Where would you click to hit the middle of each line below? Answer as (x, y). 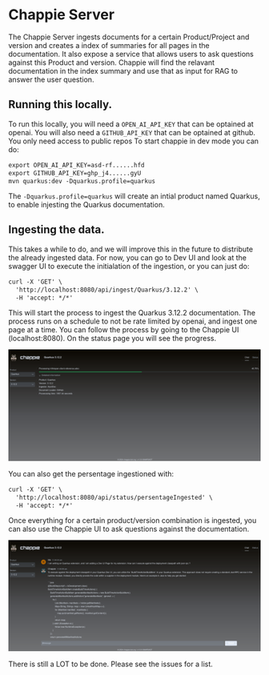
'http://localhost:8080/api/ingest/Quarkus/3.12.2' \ (107, 290)
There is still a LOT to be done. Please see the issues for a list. (111, 664)
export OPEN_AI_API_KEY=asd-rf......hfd (77, 165)
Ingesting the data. (56, 230)
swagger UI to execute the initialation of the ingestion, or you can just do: (129, 266)
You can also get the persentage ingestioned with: (91, 474)
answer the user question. (51, 79)
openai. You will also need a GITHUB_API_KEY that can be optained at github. (132, 132)
